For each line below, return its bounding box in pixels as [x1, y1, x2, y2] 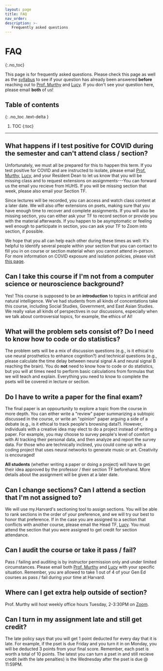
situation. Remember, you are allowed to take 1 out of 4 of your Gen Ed [5, 569, 146, 575]
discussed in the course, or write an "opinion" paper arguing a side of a [5, 416, 148, 422]
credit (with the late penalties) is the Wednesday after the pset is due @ [5, 656, 148, 662]
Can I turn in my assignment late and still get [5, 615, 142, 623]
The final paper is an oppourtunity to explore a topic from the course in [5, 406, 147, 412]
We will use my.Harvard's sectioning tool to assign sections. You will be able [5, 506, 158, 512]
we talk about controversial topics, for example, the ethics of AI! [5, 313, 132, 319]
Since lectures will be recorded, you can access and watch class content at [5, 197, 156, 203]
